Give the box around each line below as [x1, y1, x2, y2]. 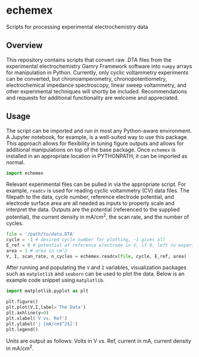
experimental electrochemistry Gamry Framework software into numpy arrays [6, 62, 192, 69]
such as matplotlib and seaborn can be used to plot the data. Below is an [6, 270, 185, 277]
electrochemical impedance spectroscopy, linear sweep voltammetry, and [6, 81, 187, 89]
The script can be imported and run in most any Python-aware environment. [6, 127, 192, 134]
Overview [6, 40, 43, 50]
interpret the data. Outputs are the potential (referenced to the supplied [6, 206, 180, 213]
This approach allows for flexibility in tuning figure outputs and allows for [6, 140, 184, 147]
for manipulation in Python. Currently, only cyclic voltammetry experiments [6, 69, 188, 76]
